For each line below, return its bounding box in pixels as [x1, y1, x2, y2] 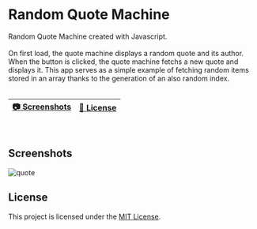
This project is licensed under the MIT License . [8, 212, 161, 221]
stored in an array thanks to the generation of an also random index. [8, 73, 230, 83]
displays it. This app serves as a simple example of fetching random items [8, 65, 249, 74]
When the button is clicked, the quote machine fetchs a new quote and [8, 57, 239, 66]
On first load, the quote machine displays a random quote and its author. [8, 48, 244, 58]
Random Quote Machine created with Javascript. [8, 32, 168, 41]
